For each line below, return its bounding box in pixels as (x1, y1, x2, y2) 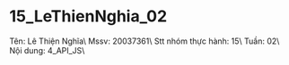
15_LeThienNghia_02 (9, 6, 168, 27)
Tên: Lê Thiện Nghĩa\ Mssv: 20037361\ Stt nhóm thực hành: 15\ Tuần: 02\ (9, 36, 280, 46)
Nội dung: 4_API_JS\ (9, 45, 85, 55)
